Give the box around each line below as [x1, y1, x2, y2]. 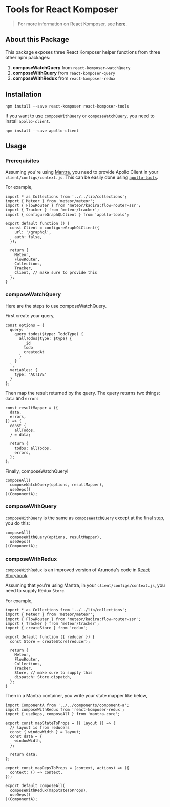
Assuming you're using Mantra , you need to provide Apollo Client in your [5, 169, 159, 175]
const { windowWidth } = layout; [10, 730, 81, 735]
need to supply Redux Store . [5, 588, 66, 594]
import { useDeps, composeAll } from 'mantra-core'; [5, 712, 120, 717]
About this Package [5, 35, 69, 44]
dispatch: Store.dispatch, [14, 675, 72, 680]
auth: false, [14, 235, 42, 240]
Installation [5, 90, 42, 99]
